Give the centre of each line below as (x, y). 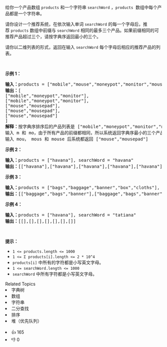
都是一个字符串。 (27, 13)
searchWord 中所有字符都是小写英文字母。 (55, 274)
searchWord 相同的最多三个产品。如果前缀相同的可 (108, 30)
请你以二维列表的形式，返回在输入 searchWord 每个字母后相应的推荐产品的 (81, 47)
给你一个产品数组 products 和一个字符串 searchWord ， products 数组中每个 (81, 7)
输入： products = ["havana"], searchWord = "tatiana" (71, 215)
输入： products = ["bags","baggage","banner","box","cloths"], (83, 187)
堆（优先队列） (27, 321)
